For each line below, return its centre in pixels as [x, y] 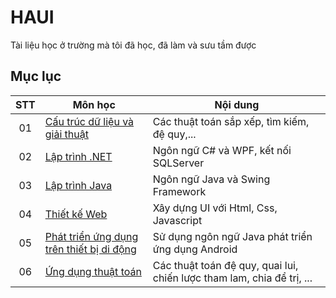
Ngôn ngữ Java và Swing [211, 179]
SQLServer [178, 163]
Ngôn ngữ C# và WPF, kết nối [222, 150]
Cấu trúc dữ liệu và [89, 121]
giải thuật [66, 134]
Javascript [177, 220]
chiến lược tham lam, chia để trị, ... [232, 278]
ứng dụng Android [195, 249]
